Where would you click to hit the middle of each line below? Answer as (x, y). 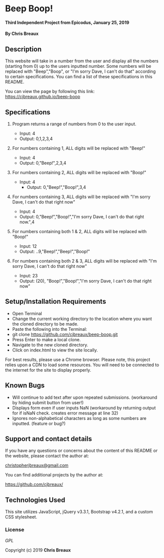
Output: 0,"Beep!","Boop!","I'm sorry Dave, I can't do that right (82, 217)
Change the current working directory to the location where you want (82, 319)
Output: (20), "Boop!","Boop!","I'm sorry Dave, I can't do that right (85, 281)
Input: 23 (29, 276)
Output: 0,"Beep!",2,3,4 (43, 163)
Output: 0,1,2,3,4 (36, 139)
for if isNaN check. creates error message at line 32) (65, 413)
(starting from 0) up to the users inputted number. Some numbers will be (78, 66)
